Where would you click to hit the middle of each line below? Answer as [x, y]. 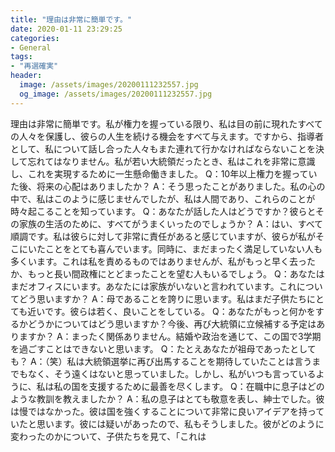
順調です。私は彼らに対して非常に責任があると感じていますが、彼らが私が [163, 236]
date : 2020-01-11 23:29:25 [66, 29]
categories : [35, 38]
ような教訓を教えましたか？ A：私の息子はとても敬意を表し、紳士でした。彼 [167, 398]
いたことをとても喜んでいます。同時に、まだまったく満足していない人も [175, 248]
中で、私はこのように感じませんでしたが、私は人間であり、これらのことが [163, 198]
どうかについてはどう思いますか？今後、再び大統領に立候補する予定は [172, 323]
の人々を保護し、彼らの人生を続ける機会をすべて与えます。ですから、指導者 [167, 136]
